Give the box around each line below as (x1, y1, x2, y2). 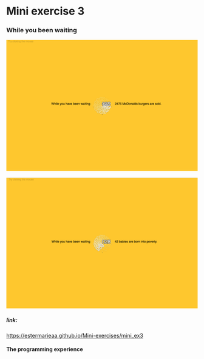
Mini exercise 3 (6, 4, 85, 18)
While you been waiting (6, 26, 77, 35)
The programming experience (6, 346, 83, 353)
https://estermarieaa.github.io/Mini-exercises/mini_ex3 (6, 332, 144, 339)
